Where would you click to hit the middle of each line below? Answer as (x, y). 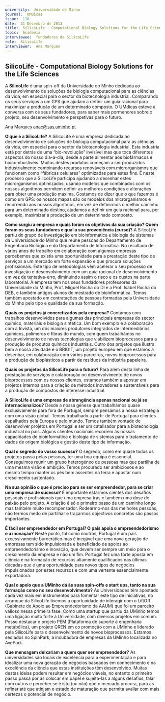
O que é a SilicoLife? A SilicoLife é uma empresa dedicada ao (68, 137)
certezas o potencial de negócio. (38, 694)
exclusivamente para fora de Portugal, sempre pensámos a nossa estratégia (82, 410)
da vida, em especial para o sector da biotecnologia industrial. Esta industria (82, 147)
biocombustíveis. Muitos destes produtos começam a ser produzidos (75, 163)
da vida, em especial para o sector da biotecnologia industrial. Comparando (82, 96)
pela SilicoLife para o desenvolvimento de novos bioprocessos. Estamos (78, 632)
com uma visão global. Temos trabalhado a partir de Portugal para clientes (81, 416)
